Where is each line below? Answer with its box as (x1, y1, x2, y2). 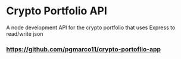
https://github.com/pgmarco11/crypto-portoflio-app (6, 45, 161, 53)
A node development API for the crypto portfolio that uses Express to (6, 24, 176, 31)
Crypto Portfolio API (6, 4, 107, 18)
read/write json (6, 30, 43, 37)
